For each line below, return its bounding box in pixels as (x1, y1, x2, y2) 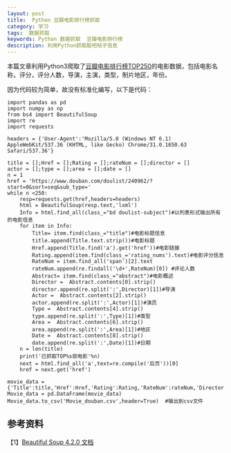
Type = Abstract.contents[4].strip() (32, 305, 144, 312)
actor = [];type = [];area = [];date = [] (7, 166, 131, 173)
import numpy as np (7, 105, 64, 112)
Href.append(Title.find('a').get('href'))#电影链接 (32, 244, 180, 251)
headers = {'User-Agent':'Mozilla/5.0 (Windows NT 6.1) (7, 135, 172, 142)
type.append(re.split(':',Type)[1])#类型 (32, 313, 151, 320)
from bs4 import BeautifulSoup (7, 111, 98, 118)
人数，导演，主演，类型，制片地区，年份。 (49, 70, 171, 79)
